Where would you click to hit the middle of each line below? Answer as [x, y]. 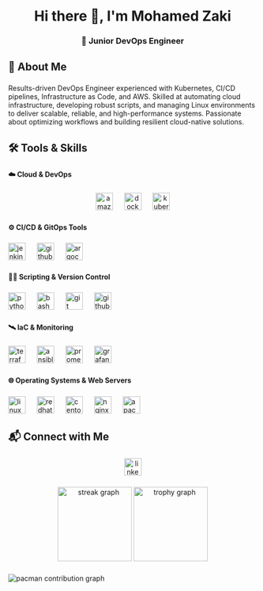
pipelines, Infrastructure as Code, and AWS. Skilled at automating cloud [124, 97]
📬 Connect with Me [58, 437]
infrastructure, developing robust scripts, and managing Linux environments [131, 105]
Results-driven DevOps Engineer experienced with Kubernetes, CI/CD [122, 88]
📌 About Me [38, 67]
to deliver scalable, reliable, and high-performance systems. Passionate [125, 113]
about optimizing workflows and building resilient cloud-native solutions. [126, 122]
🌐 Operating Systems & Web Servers [70, 380]
